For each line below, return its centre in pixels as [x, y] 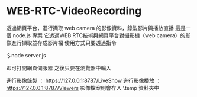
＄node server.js [26, 55]
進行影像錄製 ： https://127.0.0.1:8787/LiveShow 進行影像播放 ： [84, 80]
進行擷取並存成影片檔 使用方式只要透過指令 [64, 43]
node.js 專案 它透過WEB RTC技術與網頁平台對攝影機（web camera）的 [99, 35]
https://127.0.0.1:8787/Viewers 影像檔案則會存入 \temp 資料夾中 [83, 88]
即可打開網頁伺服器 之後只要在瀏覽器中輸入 [59, 68]
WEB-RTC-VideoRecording [74, 11]
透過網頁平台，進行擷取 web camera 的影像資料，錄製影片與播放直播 [90, 28]
